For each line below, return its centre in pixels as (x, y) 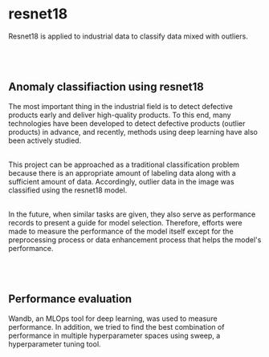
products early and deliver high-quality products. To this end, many (120, 115)
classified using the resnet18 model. (68, 190)
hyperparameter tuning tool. (55, 344)
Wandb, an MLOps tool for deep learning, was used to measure (113, 318)
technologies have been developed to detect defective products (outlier (127, 123)
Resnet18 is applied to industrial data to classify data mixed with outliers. (128, 36)
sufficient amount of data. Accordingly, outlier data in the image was (121, 181)
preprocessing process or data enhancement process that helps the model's (135, 239)
